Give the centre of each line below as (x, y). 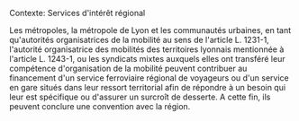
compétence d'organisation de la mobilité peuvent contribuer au (128, 68)
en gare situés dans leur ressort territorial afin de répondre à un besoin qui (148, 87)
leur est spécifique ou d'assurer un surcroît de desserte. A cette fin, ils (140, 97)
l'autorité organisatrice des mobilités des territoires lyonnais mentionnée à (147, 49)
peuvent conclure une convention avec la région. (100, 106)
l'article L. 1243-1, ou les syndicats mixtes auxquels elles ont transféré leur (147, 59)
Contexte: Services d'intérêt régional (77, 13)
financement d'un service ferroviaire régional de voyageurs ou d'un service (149, 78)
